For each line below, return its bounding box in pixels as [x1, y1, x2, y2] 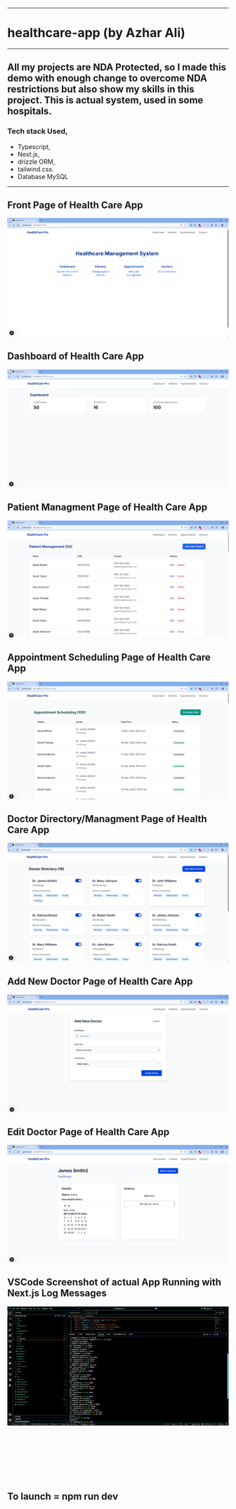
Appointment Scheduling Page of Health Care [7, 651, 211, 664]
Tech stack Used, [7, 126, 68, 136]
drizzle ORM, [17, 157, 55, 166]
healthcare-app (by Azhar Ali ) [7, 25, 186, 41]
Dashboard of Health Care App [7, 351, 144, 362]
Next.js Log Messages [7, 1287, 107, 1300]
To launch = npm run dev [7, 1490, 118, 1502]
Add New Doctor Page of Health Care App [7, 976, 193, 988]
